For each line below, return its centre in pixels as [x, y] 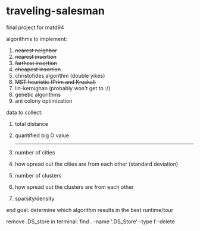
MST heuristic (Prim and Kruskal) [55, 82]
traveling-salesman [56, 11]
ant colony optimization [43, 101]
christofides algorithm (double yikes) [60, 75]
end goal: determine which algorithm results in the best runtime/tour [90, 210]
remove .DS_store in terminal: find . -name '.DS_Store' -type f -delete [91, 221]
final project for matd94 [35, 27]
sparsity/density [35, 198]
